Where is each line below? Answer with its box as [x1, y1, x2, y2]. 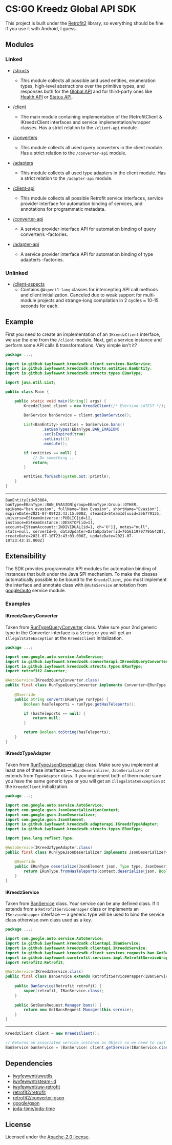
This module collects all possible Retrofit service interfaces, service [20, 195, 163, 201]
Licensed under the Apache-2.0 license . [5, 1134, 90, 1140]
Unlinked [5, 269, 28, 276]
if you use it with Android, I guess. [5, 25, 77, 31]
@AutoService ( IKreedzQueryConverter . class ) [5, 678, 100, 683]
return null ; [32, 716, 60, 721]
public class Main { [5, 389, 50, 395]
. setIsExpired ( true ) [41, 432, 86, 437]
